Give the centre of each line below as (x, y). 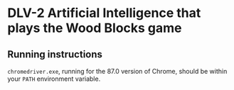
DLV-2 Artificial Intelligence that (104, 13)
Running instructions (55, 54)
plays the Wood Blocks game (95, 28)
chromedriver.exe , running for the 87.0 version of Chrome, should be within (117, 71)
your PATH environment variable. (54, 79)
